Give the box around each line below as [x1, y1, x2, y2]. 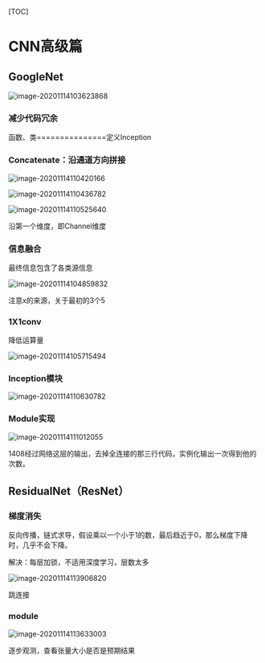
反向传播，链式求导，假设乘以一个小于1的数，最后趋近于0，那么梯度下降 [8, 530, 248, 540]
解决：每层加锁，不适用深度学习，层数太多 [8, 558, 149, 567]
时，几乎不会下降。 [8, 540, 72, 550]
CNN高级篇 [8, 38, 83, 55]
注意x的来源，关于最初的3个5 [8, 295, 106, 305]
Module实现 [8, 413, 55, 424]
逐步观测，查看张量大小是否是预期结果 [8, 645, 135, 655]
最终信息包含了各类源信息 [8, 263, 93, 272]
